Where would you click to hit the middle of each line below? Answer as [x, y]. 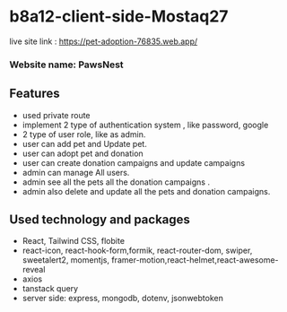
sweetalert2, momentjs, [66, 260]
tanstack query [50, 289]
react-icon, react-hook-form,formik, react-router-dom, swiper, [137, 251]
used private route [57, 115]
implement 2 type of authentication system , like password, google [145, 125]
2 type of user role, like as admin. [84, 134]
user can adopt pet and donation [83, 153]
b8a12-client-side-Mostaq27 [119, 17]
